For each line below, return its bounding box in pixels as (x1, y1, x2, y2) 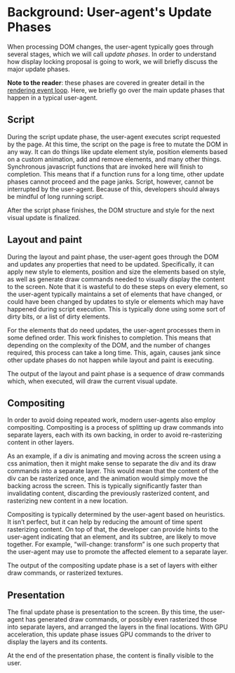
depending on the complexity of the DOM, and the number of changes (7, 340, 210, 349)
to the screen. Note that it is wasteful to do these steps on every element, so (7, 282, 228, 290)
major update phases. (7, 65, 70, 73)
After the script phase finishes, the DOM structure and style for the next (7, 205, 215, 214)
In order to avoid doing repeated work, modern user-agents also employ (7, 416, 216, 424)
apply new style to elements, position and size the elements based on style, (7, 267, 227, 276)
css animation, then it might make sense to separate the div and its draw (7, 459, 217, 468)
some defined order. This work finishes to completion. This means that (7, 333, 212, 342)
